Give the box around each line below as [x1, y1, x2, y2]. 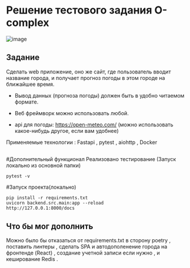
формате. [14, 98, 39, 105]
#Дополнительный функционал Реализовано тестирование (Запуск [6, 156, 176, 163]
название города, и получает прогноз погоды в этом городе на [6, 74, 165, 81]
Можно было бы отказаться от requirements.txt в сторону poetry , [6, 236, 171, 244]
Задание [6, 52, 40, 62]
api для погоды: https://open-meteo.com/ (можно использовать [14, 121, 174, 128]
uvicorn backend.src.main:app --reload [6, 200, 104, 206]
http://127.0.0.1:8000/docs [6, 205, 75, 212]
